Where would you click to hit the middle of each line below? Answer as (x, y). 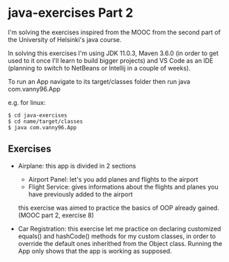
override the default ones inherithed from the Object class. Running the (120, 243)
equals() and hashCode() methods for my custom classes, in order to (117, 236)
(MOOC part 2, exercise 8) (56, 215)
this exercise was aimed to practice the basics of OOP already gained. (119, 208)
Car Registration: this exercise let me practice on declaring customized (119, 228)
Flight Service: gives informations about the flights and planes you (123, 187)
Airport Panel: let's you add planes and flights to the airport (113, 179)
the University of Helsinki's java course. (65, 39)
